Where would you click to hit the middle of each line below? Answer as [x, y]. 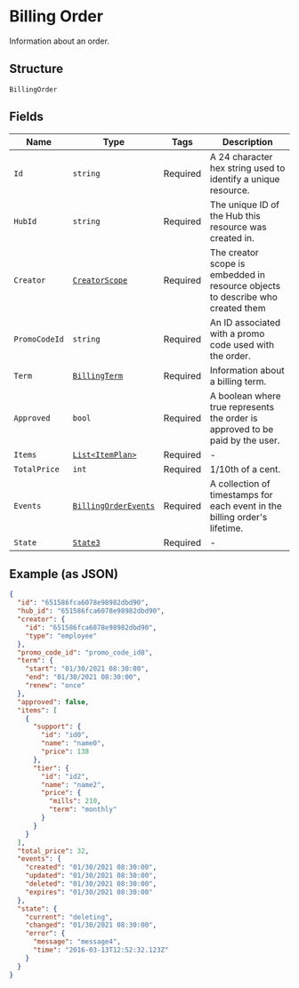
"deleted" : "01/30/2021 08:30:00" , [91, 884]
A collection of [240, 484]
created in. [232, 237]
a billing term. [238, 382]
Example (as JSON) [64, 574]
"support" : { [57, 727]
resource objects [245, 285]
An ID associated [245, 322]
